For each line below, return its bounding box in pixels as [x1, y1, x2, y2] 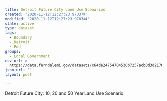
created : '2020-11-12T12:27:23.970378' [5, 12, 88, 17]
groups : [5, 49, 21, 54]
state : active [5, 21, 35, 26]
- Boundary [9, 35, 32, 40]
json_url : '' [5, 68, 32, 73]
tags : [5, 30, 16, 35]
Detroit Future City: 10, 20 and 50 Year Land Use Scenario [5, 90, 124, 96]
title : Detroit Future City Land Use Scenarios [5, 7, 106, 12]
